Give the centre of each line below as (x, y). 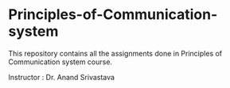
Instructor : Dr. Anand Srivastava (62, 77)
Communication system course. (60, 62)
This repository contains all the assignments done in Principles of (115, 53)
